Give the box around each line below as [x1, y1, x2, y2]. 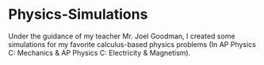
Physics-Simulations [8, 5, 148, 23]
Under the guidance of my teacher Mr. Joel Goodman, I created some [8, 31, 235, 41]
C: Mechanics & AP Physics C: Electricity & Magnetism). [8, 48, 191, 57]
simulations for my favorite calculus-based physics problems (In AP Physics [8, 39, 256, 49]
